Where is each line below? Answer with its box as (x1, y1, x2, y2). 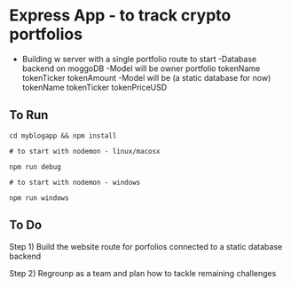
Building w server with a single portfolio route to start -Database (21, 53, 257, 64)
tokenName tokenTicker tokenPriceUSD (21, 82, 168, 92)
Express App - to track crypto (9, 5, 232, 26)
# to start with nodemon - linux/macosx (9, 147, 161, 155)
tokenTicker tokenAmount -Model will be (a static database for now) (21, 72, 271, 83)
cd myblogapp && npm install (9, 131, 117, 140)
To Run (9, 108, 49, 123)
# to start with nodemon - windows (9, 178, 141, 187)
